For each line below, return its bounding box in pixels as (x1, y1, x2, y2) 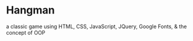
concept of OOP (6, 29, 45, 36)
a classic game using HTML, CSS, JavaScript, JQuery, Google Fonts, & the (6, 23, 187, 30)
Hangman (6, 4, 55, 17)
